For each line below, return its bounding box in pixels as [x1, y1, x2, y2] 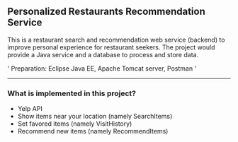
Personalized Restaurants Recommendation [7, 6, 205, 18]
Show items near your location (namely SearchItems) [17, 112, 173, 121]
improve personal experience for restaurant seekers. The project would [7, 42, 215, 52]
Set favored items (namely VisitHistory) [17, 119, 132, 128]
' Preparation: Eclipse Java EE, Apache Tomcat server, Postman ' [7, 64, 197, 73]
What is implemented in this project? [7, 88, 137, 98]
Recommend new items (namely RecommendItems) [17, 127, 169, 136]
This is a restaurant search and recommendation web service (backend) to [7, 35, 225, 44]
